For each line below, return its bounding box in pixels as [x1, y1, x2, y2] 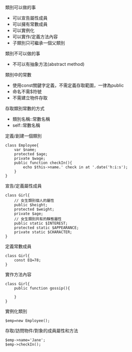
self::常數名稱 [12, 122, 40, 128]
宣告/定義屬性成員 [5, 183, 42, 189]
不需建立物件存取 [12, 95, 48, 101]
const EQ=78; [14, 258, 41, 263]
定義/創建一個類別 [5, 133, 42, 139]
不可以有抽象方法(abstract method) [12, 61, 85, 67]
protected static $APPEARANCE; [14, 225, 79, 230]
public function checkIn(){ [14, 160, 72, 165]
